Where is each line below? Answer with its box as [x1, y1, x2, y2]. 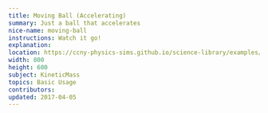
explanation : [8, 41, 52, 49]
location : [8, 49, 41, 56]
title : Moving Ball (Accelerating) [8, 11, 127, 20]
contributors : [8, 85, 56, 94]
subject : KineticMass [8, 71, 81, 79]
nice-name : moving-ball [8, 26, 88, 34]
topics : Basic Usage [8, 78, 77, 86]
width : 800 [8, 56, 45, 64]
